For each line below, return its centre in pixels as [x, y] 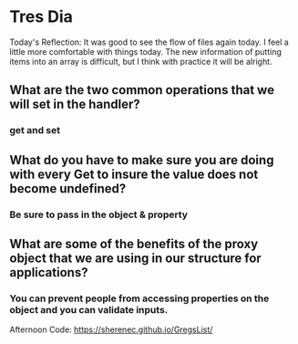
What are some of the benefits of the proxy [134, 244]
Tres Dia [41, 17]
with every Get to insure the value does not [134, 174]
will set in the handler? [75, 104]
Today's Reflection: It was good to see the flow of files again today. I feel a [149, 42]
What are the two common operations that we [142, 90]
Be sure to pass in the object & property [99, 214]
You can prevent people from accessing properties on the [139, 298]
